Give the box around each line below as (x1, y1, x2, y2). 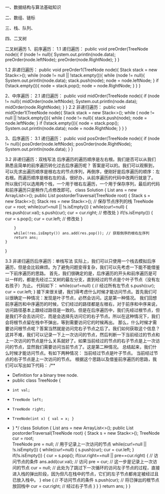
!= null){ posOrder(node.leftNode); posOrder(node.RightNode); (5, 141, 133, 147)
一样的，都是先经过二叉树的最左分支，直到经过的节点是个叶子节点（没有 (9, 277, 156, 282)
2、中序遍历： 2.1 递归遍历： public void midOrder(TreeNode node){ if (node (5, 93, 160, 99)
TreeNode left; (12, 397, 44, 402)
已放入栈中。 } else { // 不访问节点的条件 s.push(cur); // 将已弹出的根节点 (12, 477, 160, 483)
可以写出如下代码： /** (9, 363, 55, 368)
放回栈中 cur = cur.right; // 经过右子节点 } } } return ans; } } (12, 483, 131, 489)
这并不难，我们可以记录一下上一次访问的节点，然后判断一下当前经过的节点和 (5, 332, 160, 338)
